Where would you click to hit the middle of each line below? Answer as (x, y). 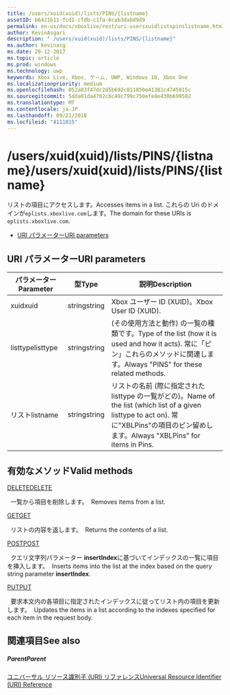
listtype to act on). (140, 415)
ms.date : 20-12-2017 (37, 52)
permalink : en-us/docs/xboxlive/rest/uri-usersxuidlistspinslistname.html (116, 26)
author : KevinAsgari (37, 33)
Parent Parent (27, 659)
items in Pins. (132, 445)
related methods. (139, 373)
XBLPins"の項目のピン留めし (167, 425)
